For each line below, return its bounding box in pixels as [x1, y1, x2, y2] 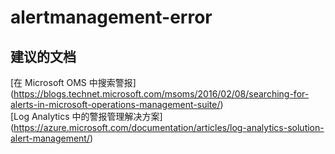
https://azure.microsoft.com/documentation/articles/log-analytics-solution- [13, 122, 325, 133]
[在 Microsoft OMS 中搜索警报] [10, 77, 137, 88]
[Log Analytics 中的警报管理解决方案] [10, 111, 163, 122]
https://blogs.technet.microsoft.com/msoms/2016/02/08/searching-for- [13, 88, 310, 100]
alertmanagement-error [10, 6, 213, 29]
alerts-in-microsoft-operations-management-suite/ [10, 99, 221, 110]
